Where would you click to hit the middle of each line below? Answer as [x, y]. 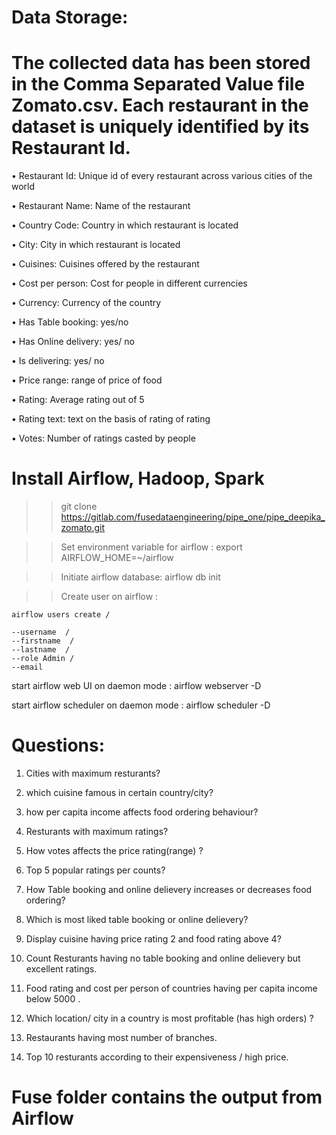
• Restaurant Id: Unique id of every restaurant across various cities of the [162, 176]
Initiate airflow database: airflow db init [140, 577]
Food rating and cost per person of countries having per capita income [171, 988]
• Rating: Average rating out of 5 [78, 400]
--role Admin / [43, 659]
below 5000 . [53, 999]
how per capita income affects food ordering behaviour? [142, 812]
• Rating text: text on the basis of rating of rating [111, 419]
